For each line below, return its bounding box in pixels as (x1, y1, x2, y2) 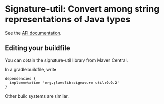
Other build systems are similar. (5, 93, 69, 99)
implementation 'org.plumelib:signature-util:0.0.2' (9, 80, 120, 85)
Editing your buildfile (5, 44, 70, 52)
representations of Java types (5, 14, 131, 25)
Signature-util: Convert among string (5, 3, 160, 15)
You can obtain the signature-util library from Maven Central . (5, 57, 128, 63)
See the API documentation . (5, 30, 62, 36)
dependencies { (5, 76, 36, 81)
